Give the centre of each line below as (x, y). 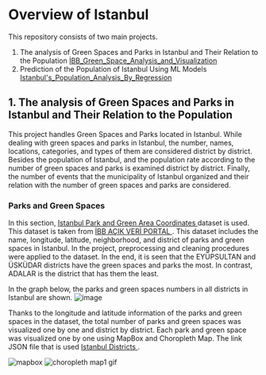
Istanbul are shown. (40, 298)
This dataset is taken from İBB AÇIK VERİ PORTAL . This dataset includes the (133, 232)
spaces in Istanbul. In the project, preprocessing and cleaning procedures (129, 248)
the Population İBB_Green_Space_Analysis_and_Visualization (118, 61)
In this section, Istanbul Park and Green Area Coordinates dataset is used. (129, 223)
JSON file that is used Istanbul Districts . (74, 347)
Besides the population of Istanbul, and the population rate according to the (132, 159)
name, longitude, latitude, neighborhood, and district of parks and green (126, 240)
